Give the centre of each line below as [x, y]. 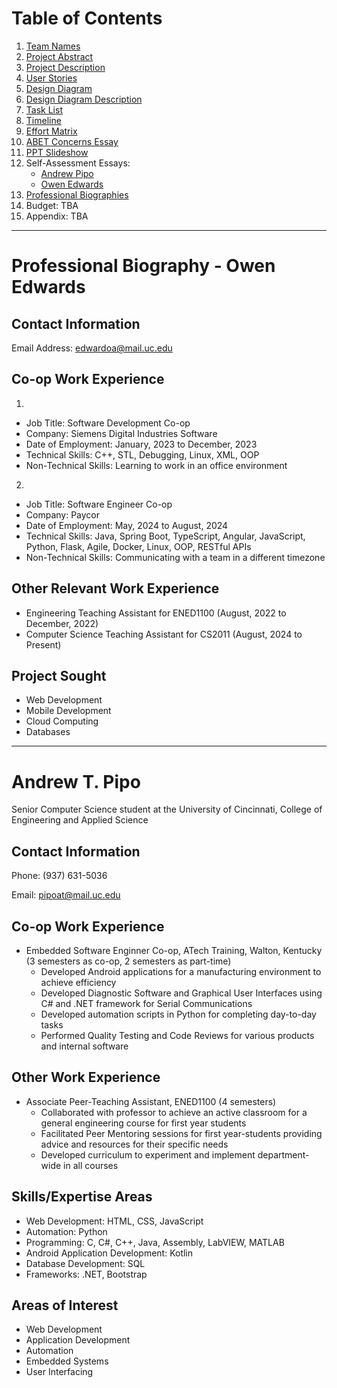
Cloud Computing [62, 721]
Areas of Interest [65, 1305]
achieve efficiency [78, 982]
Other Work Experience [86, 1077]
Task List [44, 109]
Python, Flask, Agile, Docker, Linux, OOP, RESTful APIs [138, 546]
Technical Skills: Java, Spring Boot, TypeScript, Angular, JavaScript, [165, 536]
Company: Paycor [63, 514]
